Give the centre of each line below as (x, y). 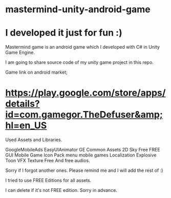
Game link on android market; (36, 72)
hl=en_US (26, 126)
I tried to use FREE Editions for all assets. (48, 181)
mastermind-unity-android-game (78, 9)
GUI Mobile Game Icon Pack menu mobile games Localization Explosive (81, 155)
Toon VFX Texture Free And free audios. (48, 161)
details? (23, 104)
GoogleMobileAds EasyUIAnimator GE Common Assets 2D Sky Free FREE (83, 150)
